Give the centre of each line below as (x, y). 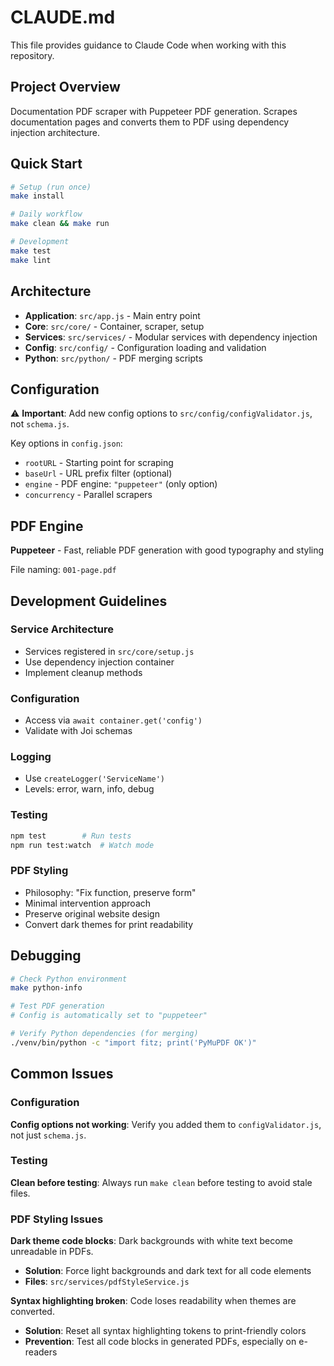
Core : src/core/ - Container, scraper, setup (114, 326)
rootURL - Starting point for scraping (99, 463)
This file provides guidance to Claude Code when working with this (148, 45)
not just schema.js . (48, 1135)
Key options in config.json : (66, 443)
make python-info (46, 988)
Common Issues (62, 1074)
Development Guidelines (89, 601)
